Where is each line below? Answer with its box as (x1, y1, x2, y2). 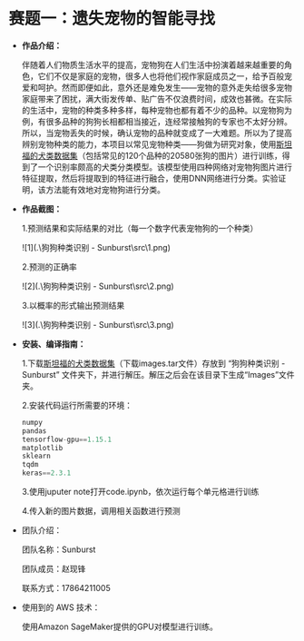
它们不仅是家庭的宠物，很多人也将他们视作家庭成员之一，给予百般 (37, 70, 285, 82)
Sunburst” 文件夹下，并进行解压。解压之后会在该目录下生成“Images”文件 (21, 369, 295, 380)
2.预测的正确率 (21, 261, 78, 272)
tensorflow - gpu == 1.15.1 (21, 435, 113, 444)
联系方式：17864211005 (21, 583, 111, 594)
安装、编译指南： (21, 338, 86, 350)
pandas (21, 426, 47, 436)
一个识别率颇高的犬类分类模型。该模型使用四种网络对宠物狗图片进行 (37, 161, 292, 173)
